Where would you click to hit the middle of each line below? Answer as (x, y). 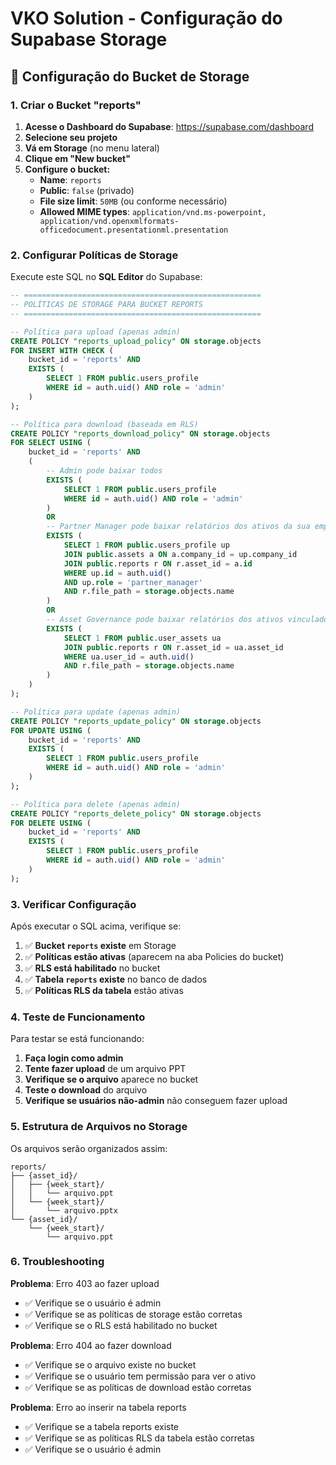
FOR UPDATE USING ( (51, 730)
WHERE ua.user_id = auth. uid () (129, 657)
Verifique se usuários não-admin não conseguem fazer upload (156, 1101)
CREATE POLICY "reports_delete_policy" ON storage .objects (136, 813)
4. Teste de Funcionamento (78, 1017)
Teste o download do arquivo (86, 1090)
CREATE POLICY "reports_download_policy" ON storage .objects (140, 433)
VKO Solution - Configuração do (146, 18)
